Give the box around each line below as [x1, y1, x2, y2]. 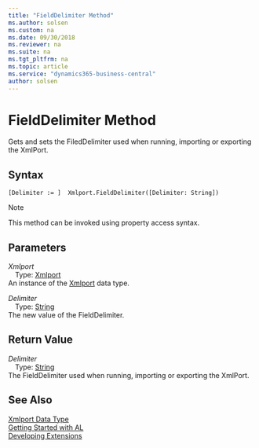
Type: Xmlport [15, 270, 61, 280]
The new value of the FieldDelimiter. [8, 310, 125, 320]
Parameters [8, 241, 67, 254]
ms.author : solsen [8, 19, 68, 27]
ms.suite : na [8, 48, 51, 56]
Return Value [8, 333, 73, 347]
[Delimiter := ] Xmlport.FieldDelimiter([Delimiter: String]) [8, 189, 220, 197]
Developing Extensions [8, 431, 82, 440]
